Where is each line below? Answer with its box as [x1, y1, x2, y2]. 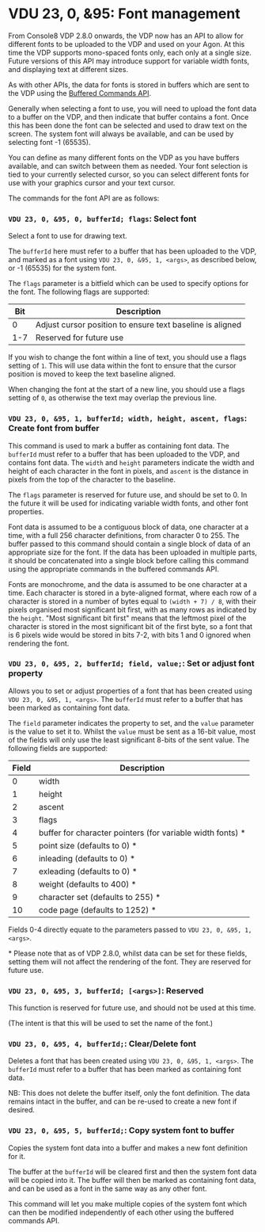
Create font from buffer [8, 423, 100, 434]
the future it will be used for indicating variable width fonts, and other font [8, 498, 248, 508]
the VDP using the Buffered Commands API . [8, 88, 152, 97]
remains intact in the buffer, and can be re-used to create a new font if [8, 1097, 237, 1106]
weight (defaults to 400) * [38, 879, 137, 890]
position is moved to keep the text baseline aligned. [8, 369, 176, 379]
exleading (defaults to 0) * [38, 865, 138, 876]
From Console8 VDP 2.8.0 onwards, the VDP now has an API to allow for [8, 31, 244, 40]
